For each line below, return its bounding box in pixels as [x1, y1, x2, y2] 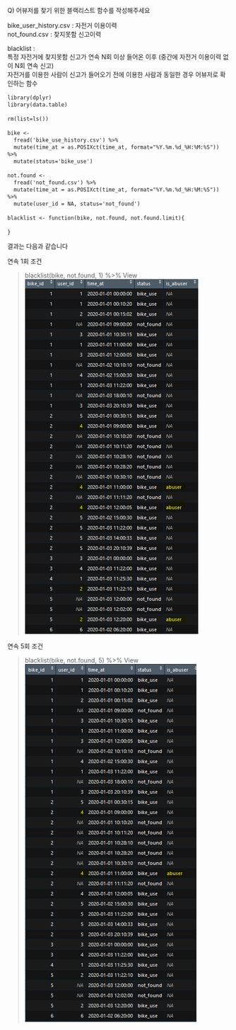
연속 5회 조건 [7, 642, 44, 650]
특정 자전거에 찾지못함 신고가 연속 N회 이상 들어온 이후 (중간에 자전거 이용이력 [7, 52, 222, 61]
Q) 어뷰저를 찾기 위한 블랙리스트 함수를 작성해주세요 [7, 6, 151, 14]
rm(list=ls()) [7, 115, 49, 122]
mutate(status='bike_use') [13, 158, 93, 165]
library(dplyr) [7, 94, 52, 101]
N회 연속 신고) [14, 62, 54, 69]
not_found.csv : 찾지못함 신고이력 [7, 30, 102, 38]
